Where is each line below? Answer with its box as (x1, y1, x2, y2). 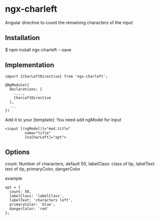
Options (5, 148, 30, 156)
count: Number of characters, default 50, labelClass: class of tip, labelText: (5, 161, 156, 167)
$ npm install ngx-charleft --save (5, 46, 72, 52)
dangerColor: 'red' (9, 206, 49, 211)
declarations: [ (9, 87, 42, 91)
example (5, 176, 22, 181)
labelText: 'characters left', (9, 198, 73, 203)
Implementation (5, 61, 55, 69)
